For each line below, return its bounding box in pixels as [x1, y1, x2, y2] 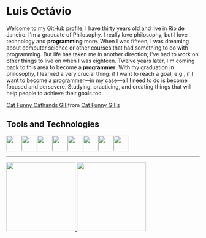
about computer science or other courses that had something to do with [6, 44, 188, 51]
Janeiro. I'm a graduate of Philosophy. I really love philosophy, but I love [6, 31, 188, 38]
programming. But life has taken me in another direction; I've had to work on [6, 50, 199, 58]
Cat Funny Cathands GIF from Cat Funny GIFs [6, 101, 120, 108]
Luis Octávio [6, 4, 72, 18]
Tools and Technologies [6, 119, 100, 130]
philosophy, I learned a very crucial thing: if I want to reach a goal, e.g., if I [6, 70, 194, 77]
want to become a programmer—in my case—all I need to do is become [6, 76, 188, 84]
